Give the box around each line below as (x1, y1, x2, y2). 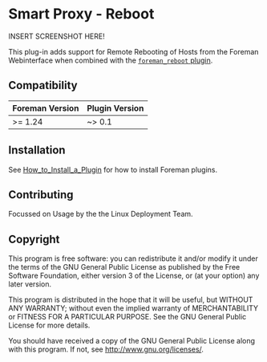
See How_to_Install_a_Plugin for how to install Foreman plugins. (8, 165, 218, 174)
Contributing (8, 188, 74, 201)
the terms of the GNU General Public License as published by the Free (8, 262, 241, 272)
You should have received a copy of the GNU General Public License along (8, 336, 255, 346)
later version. (8, 279, 52, 289)
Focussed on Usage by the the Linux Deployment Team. (8, 209, 194, 219)
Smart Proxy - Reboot (8, 5, 155, 23)
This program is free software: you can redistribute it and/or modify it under (8, 254, 258, 263)
